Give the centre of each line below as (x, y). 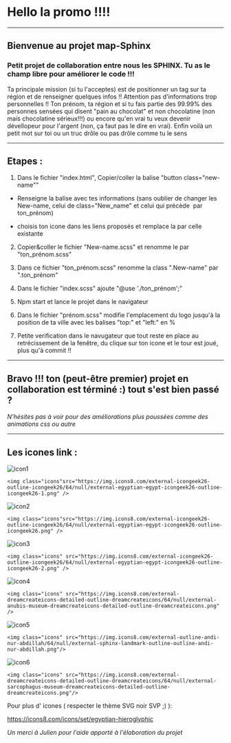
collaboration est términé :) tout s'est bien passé (113, 389)
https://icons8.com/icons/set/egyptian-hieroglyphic (80, 719)
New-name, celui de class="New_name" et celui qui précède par (110, 206)
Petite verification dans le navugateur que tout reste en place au (108, 336)
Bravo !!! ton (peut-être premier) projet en (98, 379)
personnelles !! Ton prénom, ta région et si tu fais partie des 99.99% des (110, 103)
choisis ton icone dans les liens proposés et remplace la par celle (109, 226)
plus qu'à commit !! (44, 350)
